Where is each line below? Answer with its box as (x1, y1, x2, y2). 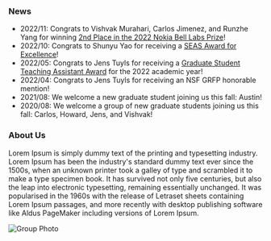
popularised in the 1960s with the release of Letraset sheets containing (8, 191, 244, 201)
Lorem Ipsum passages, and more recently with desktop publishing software (8, 199, 263, 209)
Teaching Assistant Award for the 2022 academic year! (19, 67, 203, 77)
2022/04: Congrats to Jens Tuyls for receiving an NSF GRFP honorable (19, 75, 256, 85)
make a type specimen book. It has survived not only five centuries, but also (8, 173, 262, 183)
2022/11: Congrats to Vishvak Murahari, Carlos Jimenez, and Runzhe (19, 24, 248, 34)
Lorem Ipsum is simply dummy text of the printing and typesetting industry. (8, 148, 258, 158)
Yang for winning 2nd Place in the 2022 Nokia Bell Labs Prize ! (19, 32, 226, 42)
